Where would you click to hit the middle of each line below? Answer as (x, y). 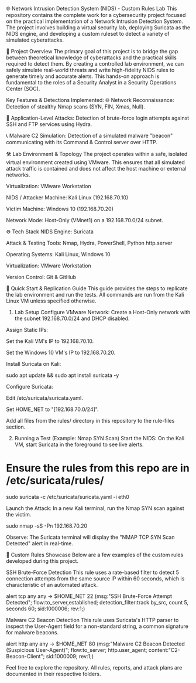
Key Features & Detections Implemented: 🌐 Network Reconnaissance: (90, 100)
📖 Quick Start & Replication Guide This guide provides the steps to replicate (97, 288)
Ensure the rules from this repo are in (98, 468)
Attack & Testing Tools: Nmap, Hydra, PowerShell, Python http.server (89, 243)
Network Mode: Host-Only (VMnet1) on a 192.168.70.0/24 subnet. (85, 220)
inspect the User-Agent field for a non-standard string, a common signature (97, 626)
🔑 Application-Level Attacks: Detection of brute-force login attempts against (98, 118)
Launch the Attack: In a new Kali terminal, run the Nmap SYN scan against (95, 508)
